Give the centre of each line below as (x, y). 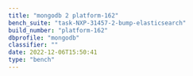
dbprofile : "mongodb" (44, 38)
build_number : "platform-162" (58, 30)
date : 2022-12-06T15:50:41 (53, 52)
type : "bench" (32, 60)
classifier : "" (33, 45)
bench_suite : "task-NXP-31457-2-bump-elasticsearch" (97, 23)
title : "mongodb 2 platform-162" (64, 15)
